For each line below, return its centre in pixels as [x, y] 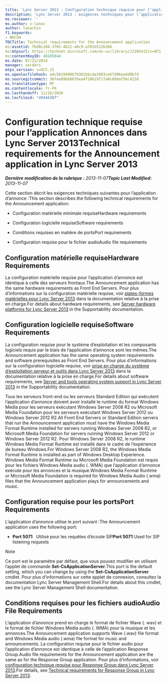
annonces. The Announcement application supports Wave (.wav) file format [82, 633]
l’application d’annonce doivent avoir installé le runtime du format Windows [82, 402]
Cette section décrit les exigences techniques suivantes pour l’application [81, 193]
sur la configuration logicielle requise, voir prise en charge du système [77, 365]
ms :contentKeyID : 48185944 [33, 56]
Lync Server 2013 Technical [63, 143]
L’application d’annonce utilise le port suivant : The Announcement [73, 521]
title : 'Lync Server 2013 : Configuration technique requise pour [75, 10]
